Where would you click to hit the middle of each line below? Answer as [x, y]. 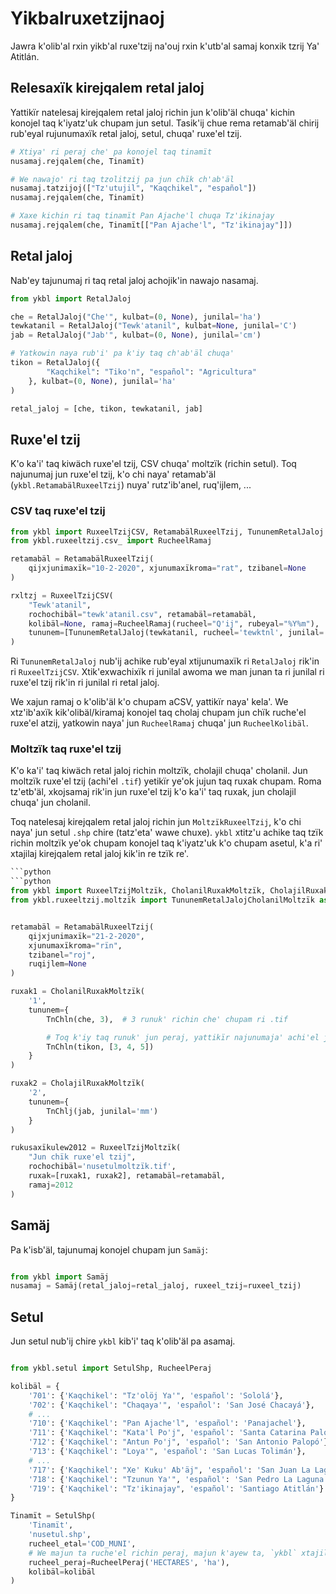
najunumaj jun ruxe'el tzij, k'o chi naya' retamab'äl [113, 474]
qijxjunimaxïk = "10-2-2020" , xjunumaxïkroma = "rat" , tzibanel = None [167, 568]
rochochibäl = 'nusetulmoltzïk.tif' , [102, 1167]
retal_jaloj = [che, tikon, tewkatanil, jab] [106, 408]
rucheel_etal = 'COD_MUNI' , [82, 1543]
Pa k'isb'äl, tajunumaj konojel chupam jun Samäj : [109, 1249]
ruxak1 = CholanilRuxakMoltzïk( [77, 992]
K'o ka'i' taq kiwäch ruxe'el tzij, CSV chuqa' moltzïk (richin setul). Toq [153, 464]
